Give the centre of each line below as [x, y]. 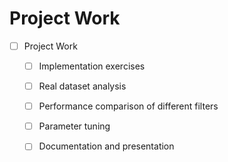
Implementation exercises [92, 66]
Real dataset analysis [82, 86]
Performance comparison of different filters [128, 106]
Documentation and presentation [106, 146]
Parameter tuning [74, 126]
